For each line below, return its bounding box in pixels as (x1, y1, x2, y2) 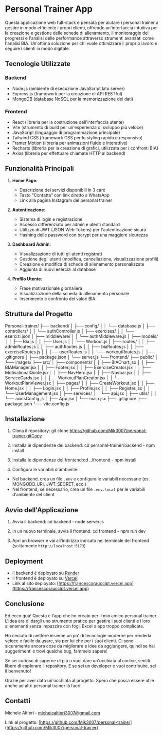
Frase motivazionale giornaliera (19, 285, 83, 291)
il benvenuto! (5, 668, 31, 674)
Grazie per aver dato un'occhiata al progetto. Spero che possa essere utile (5, 677, 154, 683)
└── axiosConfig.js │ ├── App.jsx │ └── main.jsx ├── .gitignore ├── (5, 395, 147, 401)
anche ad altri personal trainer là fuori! (5, 683, 82, 689)
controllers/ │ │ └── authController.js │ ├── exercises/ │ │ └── (5, 328, 134, 334)
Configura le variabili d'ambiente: (12, 467, 79, 473)
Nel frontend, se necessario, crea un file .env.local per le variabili (12, 486, 145, 492)
